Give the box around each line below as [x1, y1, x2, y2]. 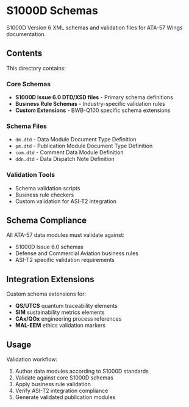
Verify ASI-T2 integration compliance [15, 387, 109, 395]
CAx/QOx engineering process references [15, 315, 122, 323]
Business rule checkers [15, 191, 74, 198]
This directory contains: [6, 64, 66, 72]
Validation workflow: [6, 356, 58, 363]
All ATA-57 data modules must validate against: [6, 231, 125, 239]
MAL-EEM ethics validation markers [15, 322, 105, 329]
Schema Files [6, 122, 47, 130]
